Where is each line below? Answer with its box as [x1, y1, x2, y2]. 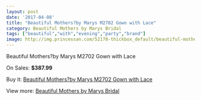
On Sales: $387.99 [6, 64, 53, 71]
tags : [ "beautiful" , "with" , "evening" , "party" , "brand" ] [6, 31, 146, 37]
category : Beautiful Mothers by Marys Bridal [6, 25, 121, 32]
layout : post [6, 8, 39, 15]
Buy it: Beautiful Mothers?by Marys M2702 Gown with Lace [6, 76, 153, 83]
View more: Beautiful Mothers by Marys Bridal [6, 87, 120, 94]
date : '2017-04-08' [6, 14, 55, 20]
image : [6, 36, 23, 42]
